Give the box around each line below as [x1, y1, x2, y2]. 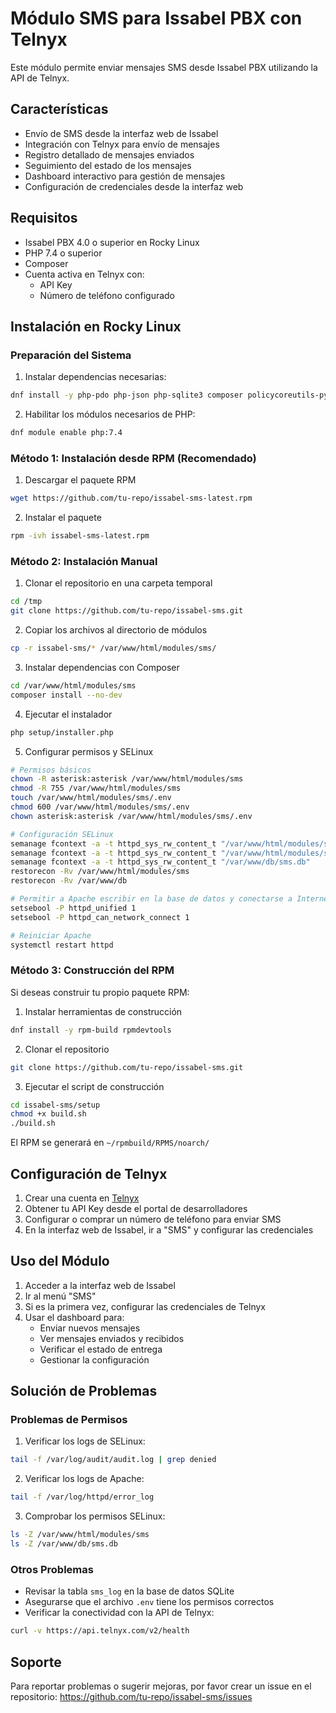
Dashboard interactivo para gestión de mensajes [24, 170, 226, 182]
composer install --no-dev [10, 690, 123, 700]
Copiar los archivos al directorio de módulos [24, 624, 208, 636]
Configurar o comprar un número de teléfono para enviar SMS [24, 1213, 282, 1225]
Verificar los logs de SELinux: [24, 1435, 146, 1447]
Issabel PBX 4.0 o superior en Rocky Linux [24, 236, 200, 248]
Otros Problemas [10, 1562, 94, 1576]
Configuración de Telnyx [10, 1165, 168, 1182]
